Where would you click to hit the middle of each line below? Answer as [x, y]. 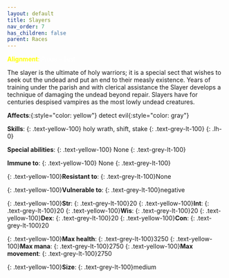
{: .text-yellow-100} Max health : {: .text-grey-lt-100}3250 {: [91, 239]
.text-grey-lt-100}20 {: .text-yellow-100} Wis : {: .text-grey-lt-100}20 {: [106, 211]
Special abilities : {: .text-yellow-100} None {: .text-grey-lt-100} [97, 150]
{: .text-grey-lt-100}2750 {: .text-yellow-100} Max [123, 246]
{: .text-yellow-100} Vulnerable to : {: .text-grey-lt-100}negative [96, 190]
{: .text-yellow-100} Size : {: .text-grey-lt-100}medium [82, 267]
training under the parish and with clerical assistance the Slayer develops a [114, 87]
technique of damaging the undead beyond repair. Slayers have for [103, 95]
